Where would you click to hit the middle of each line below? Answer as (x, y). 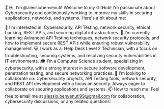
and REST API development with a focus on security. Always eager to (75, 84)
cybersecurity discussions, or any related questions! (58, 101)
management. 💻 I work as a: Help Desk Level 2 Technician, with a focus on (81, 48)
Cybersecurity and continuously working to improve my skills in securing (79, 13)
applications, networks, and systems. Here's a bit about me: (66, 18)
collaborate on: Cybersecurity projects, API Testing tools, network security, (81, 78)
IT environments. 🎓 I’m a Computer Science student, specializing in (74, 61)
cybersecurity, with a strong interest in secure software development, (75, 68)
